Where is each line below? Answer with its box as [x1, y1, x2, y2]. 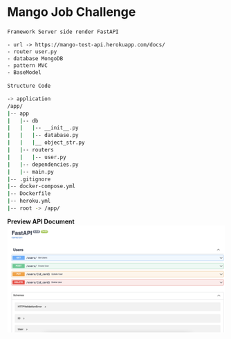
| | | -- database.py [7, 132, 79, 139]
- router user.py [7, 48, 57, 55]
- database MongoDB [7, 55, 64, 62]
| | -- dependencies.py [7, 161, 79, 168]
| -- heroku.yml [7, 198, 51, 205]
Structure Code [7, 82, 51, 89]
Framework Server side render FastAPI [7, 28, 119, 35]
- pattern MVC [7, 62, 48, 69]
